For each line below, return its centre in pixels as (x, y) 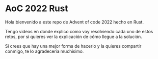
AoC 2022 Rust (37, 9)
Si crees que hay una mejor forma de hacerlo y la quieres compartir (73, 46)
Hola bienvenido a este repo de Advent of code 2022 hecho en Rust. (74, 22)
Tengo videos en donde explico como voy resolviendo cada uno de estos (79, 31)
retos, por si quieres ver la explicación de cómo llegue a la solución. (74, 37)
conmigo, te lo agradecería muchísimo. (45, 51)
